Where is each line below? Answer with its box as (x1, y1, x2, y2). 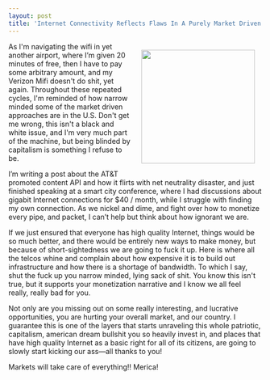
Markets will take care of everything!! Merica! (8, 361, 159, 372)
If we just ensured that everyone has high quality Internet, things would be (8, 227, 255, 237)
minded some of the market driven (8, 102, 123, 112)
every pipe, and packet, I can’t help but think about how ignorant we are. (8, 212, 250, 222)
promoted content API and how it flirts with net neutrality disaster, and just (8, 177, 255, 187)
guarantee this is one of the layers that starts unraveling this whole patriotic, (8, 320, 261, 330)
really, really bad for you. (8, 288, 91, 298)
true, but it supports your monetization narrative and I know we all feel (8, 279, 242, 289)
